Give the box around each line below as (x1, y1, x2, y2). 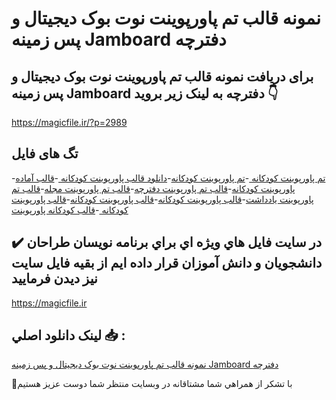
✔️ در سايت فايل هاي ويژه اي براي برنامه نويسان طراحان (11, 234, 323, 251)
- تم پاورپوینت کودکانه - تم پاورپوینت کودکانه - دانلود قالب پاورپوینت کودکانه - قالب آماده (11, 172, 326, 184)
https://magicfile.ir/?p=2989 (11, 117, 128, 128)
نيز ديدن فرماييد (11, 270, 98, 287)
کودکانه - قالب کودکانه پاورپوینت (11, 203, 129, 216)
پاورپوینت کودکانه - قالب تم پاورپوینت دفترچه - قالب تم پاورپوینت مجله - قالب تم (11, 182, 296, 194)
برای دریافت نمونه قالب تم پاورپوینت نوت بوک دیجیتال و (11, 68, 314, 85)
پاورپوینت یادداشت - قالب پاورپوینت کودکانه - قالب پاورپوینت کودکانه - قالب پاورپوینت (11, 193, 314, 205)
